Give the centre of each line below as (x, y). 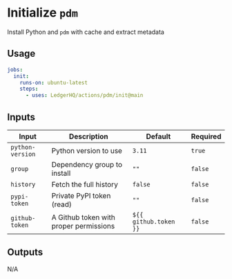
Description (88, 136)
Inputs (21, 117)
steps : (29, 89)
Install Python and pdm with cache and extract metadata (86, 32)
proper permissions (83, 226)
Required (206, 136)
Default (158, 136)
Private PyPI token (81, 195)
